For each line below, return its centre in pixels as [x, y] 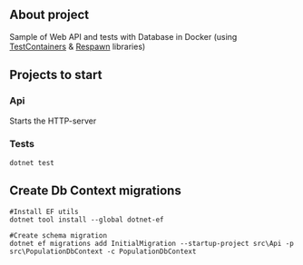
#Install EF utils [44, 211]
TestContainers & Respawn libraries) [78, 46]
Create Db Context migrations [95, 191]
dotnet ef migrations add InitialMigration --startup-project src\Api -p [152, 243]
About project [49, 15]
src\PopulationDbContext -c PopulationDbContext [103, 251]
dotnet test [32, 162]
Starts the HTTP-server [53, 121]
